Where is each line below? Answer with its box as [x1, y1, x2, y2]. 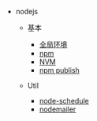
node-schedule [39, 96, 89, 105]
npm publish [39, 66, 80, 74]
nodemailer [39, 104, 76, 114]
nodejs [15, 7, 38, 16]
